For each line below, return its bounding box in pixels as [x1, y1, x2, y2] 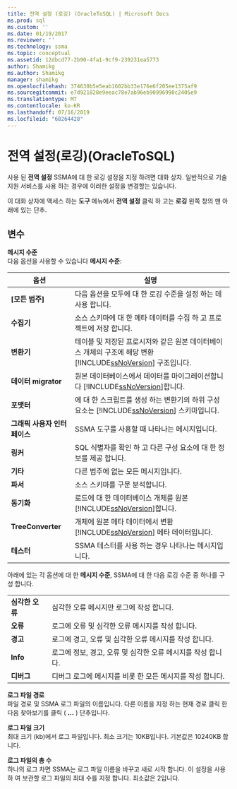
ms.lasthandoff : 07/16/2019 [7, 109, 90, 116]
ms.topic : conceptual [7, 50, 71, 57]
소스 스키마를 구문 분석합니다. [74, 480, 167, 490]
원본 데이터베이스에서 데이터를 [74, 372, 170, 381]
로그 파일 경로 [7, 691, 44, 699]
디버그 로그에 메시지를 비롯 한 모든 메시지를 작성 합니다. [51, 672, 225, 682]
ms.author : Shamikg [7, 69, 65, 76]
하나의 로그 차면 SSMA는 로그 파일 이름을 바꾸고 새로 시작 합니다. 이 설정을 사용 [7, 765, 226, 773]
